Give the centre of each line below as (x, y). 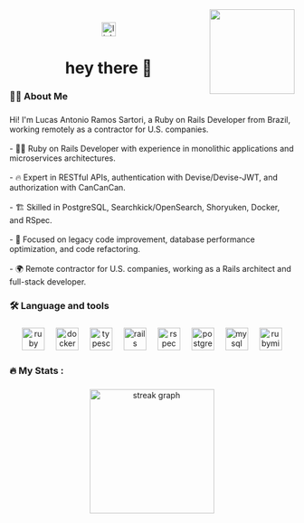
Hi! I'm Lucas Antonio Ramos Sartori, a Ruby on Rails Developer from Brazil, (150, 119)
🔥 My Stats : (37, 370)
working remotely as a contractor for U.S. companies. (109, 129)
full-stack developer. (48, 281)
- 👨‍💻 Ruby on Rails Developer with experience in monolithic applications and (152, 148)
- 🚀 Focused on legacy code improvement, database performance (132, 239)
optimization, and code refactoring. (75, 248)
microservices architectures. (62, 158)
